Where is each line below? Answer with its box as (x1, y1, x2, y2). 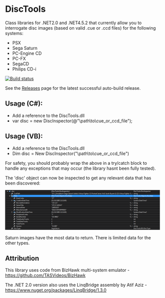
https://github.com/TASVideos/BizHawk (5, 272, 86, 278)
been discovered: (5, 180, 41, 186)
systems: (5, 30, 24, 36)
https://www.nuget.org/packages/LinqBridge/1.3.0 (5, 287, 107, 293)
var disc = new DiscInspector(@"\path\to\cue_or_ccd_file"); (12, 117, 133, 124)
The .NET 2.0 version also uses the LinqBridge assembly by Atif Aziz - (5, 282, 147, 288)
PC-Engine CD (12, 50, 42, 56)
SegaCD (12, 61, 29, 67)
